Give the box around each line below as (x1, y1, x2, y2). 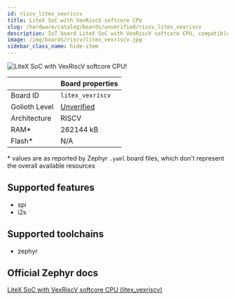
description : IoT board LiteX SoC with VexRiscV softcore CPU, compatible (7, 29, 230, 37)
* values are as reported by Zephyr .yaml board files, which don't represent (7, 154, 225, 162)
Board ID (10, 90, 40, 100)
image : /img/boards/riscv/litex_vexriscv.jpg (7, 36, 142, 43)
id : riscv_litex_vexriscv (7, 10, 83, 18)
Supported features (7, 182, 95, 193)
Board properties (60, 79, 119, 88)
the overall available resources (7, 162, 96, 170)
